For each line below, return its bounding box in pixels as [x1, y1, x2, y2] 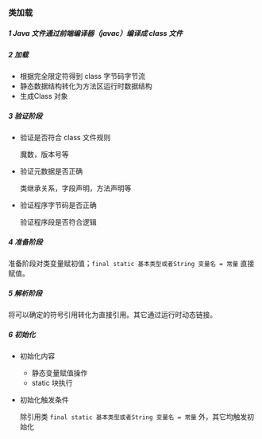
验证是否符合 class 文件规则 [19, 133, 111, 143]
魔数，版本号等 [19, 150, 69, 159]
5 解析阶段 [8, 288, 43, 298]
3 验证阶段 [8, 111, 43, 120]
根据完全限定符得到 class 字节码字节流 [19, 72, 145, 81]
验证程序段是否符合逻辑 [19, 218, 97, 227]
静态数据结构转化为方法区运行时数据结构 [19, 81, 152, 91]
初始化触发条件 [19, 395, 69, 405]
